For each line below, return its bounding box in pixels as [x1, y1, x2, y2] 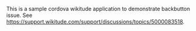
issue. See [6, 12, 32, 19]
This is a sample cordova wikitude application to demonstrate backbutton [6, 5, 191, 12]
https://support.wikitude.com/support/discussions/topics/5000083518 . [6, 18, 184, 25]
